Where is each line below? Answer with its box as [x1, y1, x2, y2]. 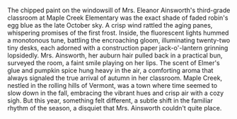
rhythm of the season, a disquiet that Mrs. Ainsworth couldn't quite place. [7, 104, 222, 112]
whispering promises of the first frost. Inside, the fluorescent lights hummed [7, 28, 229, 37]
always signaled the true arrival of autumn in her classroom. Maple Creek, [7, 74, 223, 82]
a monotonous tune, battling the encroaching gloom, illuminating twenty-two [7, 36, 231, 45]
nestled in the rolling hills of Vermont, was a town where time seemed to [7, 81, 218, 89]
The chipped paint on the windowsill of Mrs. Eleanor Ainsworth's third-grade [7, 6, 231, 14]
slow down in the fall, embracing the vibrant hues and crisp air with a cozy [7, 89, 224, 97]
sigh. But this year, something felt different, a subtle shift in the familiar [7, 96, 214, 105]
